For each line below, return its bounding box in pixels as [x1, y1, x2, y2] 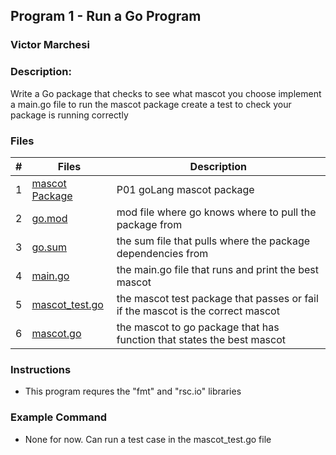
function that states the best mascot [116, 332, 287, 346]
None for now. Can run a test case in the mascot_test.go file [24, 433, 272, 445]
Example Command [10, 410, 108, 424]
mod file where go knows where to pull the [116, 205, 317, 219]
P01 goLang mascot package [116, 182, 255, 196]
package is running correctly [10, 109, 129, 121]
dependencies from [116, 246, 209, 260]
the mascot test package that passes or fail [116, 291, 319, 305]
